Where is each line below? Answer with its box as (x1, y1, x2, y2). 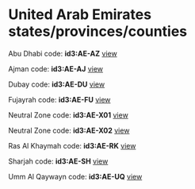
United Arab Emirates (8, 6, 152, 24)
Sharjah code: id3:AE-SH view (8, 156, 109, 166)
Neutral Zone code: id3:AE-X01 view (8, 110, 128, 120)
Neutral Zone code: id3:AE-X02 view (8, 125, 130, 135)
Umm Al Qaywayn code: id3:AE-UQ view (8, 172, 143, 181)
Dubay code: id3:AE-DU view (8, 79, 105, 89)
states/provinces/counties (8, 22, 188, 40)
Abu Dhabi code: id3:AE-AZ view (8, 48, 117, 58)
